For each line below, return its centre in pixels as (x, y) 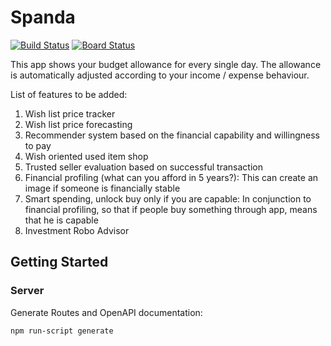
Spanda (43, 17)
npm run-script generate (62, 331)
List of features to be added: (69, 94)
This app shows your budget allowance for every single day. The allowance (166, 64)
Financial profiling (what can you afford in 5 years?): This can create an (171, 177)
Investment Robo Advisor (77, 230)
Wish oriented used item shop (86, 156)
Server (27, 291)
